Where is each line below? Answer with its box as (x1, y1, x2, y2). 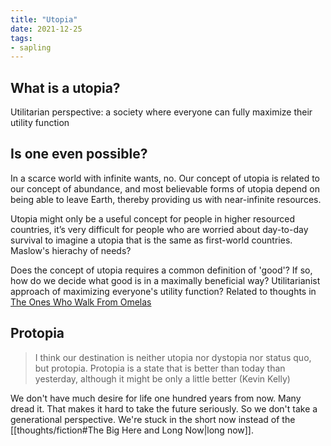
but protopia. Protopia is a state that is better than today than (34, 362, 286, 374)
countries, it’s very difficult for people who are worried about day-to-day (10, 223, 309, 235)
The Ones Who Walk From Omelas (10, 296, 152, 308)
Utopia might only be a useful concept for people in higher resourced (10, 212, 296, 225)
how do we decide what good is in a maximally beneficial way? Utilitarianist (10, 274, 321, 286)
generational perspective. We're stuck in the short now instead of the (10, 413, 296, 425)
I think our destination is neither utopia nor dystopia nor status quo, (34, 351, 312, 363)
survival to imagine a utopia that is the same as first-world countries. (10, 234, 293, 246)
